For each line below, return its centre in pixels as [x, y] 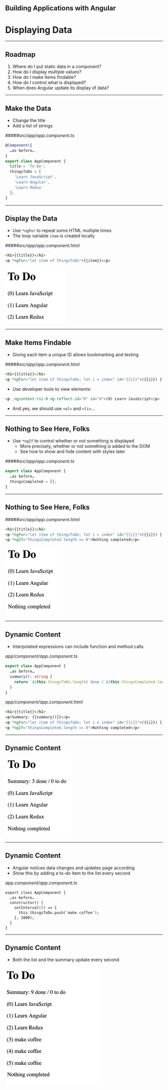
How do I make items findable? [44, 77]
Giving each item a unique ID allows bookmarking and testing [75, 354]
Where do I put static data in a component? [57, 67]
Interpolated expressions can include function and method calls [78, 647]
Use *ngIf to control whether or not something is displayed [73, 441]
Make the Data [28, 108]
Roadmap [20, 54]
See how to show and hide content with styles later [72, 451]
